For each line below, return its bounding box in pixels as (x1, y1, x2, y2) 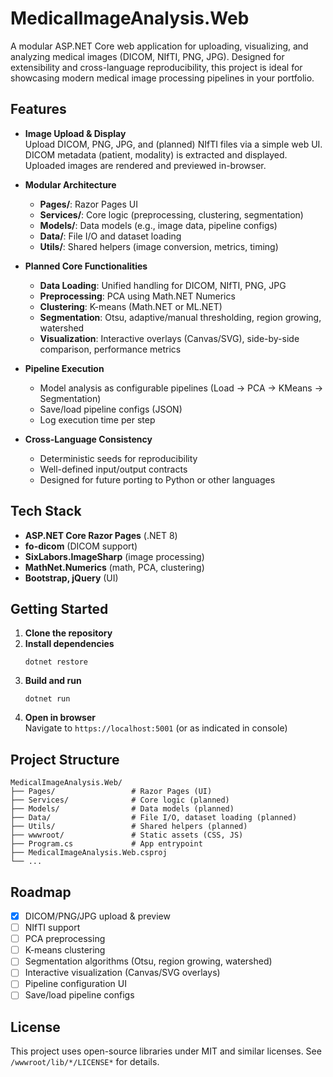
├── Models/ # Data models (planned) (10, 804, 235, 814)
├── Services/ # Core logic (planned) (10, 795, 230, 806)
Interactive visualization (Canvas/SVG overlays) (24, 967, 221, 979)
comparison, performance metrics (39, 343, 182, 355)
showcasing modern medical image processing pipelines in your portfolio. (10, 72, 315, 84)
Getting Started (10, 600, 109, 617)
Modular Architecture (24, 178, 117, 191)
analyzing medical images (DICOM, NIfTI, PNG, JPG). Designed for (10, 50, 285, 62)
